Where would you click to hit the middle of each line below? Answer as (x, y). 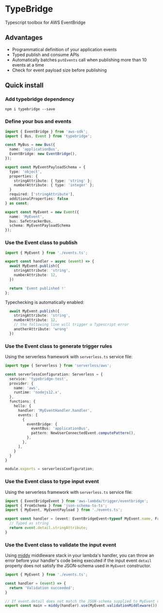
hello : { (23, 406)
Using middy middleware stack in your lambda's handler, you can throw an (80, 556)
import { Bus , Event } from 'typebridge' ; (49, 136)
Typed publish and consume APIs (45, 54)
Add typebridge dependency (40, 99)
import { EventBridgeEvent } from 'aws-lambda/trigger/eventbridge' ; (77, 501)
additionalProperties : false (39, 199)
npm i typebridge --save (30, 109)
